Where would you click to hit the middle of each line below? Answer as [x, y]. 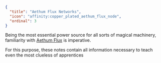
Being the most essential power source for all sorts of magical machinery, [80, 35]
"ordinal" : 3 [23, 21]
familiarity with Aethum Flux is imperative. [48, 40]
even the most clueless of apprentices [44, 55]
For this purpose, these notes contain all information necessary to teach [79, 50]
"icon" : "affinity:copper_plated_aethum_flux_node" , [66, 16]
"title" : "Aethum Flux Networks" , [45, 12]
